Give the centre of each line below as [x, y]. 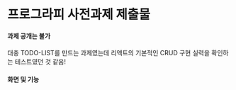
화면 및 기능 [23, 79]
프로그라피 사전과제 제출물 [79, 15]
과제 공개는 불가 [29, 35]
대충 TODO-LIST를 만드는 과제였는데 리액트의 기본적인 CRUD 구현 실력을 [109, 53]
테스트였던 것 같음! [40, 62]
